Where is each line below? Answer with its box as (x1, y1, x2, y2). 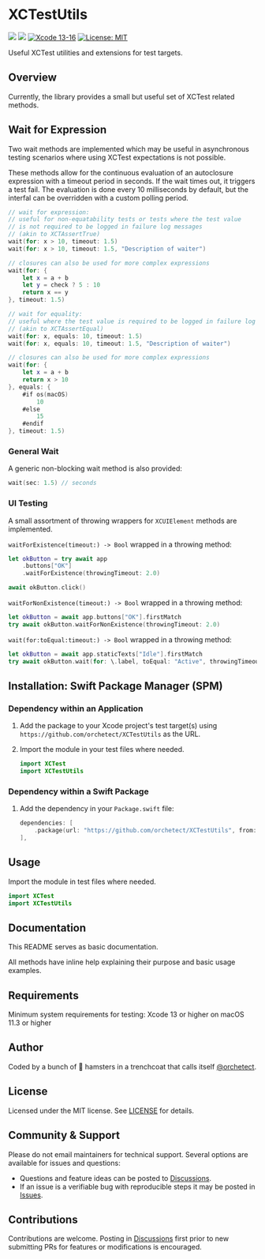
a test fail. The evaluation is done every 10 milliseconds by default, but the (8, 184, 248, 194)
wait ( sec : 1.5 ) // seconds (8, 479, 97, 487)
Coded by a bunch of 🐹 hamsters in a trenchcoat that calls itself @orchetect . (8, 1062, 257, 1071)
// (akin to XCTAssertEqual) (8, 325, 104, 333)
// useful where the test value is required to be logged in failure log (8, 318, 256, 325)
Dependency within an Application (8, 703, 144, 714)
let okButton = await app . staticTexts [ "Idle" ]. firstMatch (8, 650, 203, 658)
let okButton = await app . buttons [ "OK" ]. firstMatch (8, 614, 181, 622)
